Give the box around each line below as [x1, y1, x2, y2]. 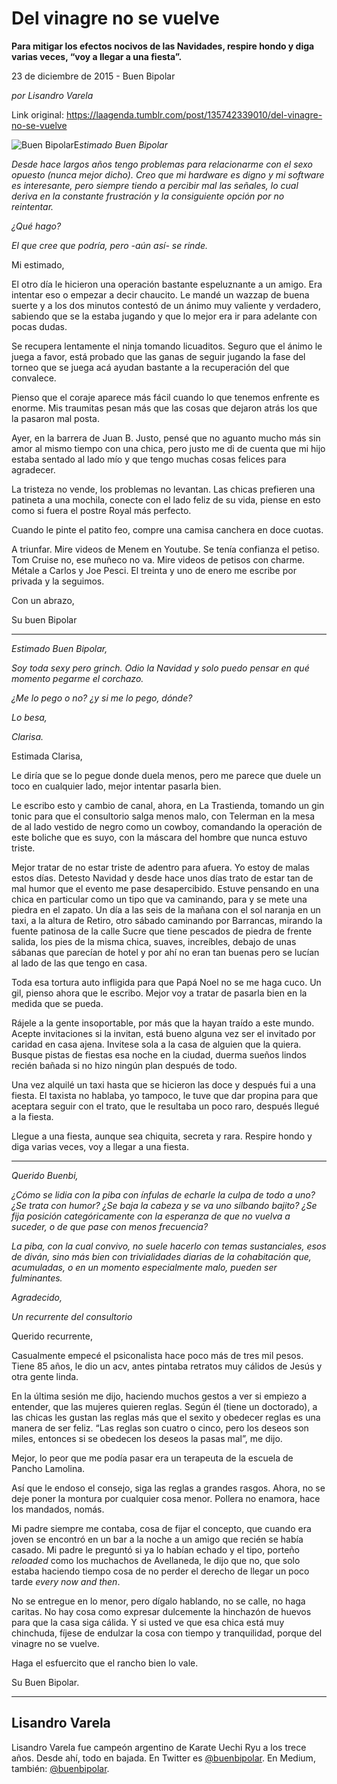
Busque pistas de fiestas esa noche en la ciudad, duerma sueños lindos [11, 1048, 307, 1061]
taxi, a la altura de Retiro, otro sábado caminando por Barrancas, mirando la [11, 914, 323, 926]
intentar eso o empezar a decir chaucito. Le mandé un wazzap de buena [11, 288, 310, 301]
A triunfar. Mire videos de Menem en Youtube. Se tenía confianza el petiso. [11, 543, 320, 555]
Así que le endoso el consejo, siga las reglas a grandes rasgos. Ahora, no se [11, 1482, 326, 1494]
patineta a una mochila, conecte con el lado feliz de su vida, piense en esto [11, 493, 321, 506]
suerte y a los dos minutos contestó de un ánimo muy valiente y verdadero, [11, 299, 321, 311]
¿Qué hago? [11, 220, 62, 232]
